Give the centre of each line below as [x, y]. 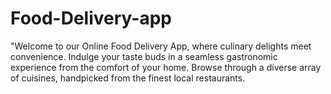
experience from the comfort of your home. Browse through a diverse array [166, 67]
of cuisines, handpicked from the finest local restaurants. [128, 78]
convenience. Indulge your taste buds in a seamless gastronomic [144, 56]
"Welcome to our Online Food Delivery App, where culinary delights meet [161, 46]
